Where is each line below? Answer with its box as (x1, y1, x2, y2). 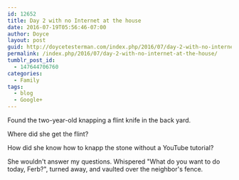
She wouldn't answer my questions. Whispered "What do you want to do (7, 157, 221, 166)
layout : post (7, 37, 46, 44)
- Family (14, 76, 40, 84)
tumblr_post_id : (7, 57, 55, 64)
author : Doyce (7, 30, 50, 38)
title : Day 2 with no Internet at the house (7, 17, 142, 24)
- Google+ (14, 97, 43, 104)
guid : (7, 43, 23, 51)
